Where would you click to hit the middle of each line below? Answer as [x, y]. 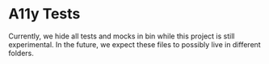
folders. [21, 53]
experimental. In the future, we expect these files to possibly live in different [134, 44]
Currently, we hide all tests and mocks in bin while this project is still [122, 36]
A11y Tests [44, 14]
